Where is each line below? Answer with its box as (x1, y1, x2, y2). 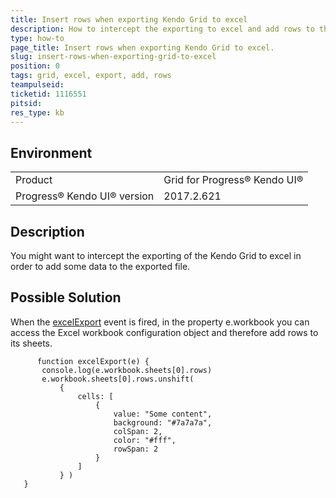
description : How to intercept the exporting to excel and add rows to (10, 24, 315, 34)
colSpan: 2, (113, 426, 163, 436)
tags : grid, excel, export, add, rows (10, 71, 172, 81)
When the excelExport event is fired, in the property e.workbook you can (10, 316, 310, 328)
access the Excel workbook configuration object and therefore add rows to (10, 326, 319, 338)
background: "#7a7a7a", (113, 417, 213, 428)
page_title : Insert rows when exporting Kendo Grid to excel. (10, 42, 275, 53)
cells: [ (77, 391, 114, 401)
